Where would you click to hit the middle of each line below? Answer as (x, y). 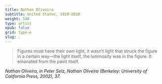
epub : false (17, 28)
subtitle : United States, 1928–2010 (42, 14)
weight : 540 (17, 19)
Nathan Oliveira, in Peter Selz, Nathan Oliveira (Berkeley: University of (76, 71)
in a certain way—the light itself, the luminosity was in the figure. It (84, 56)
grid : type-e (18, 32)
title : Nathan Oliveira (29, 10)
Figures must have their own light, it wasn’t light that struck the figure (87, 51)
